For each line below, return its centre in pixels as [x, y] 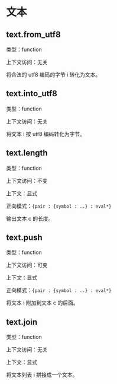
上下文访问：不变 [27, 180]
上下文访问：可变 [27, 265]
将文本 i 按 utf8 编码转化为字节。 [46, 134]
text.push [24, 238]
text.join [22, 322]
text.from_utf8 [33, 34]
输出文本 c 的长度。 [30, 218]
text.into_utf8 [32, 93]
